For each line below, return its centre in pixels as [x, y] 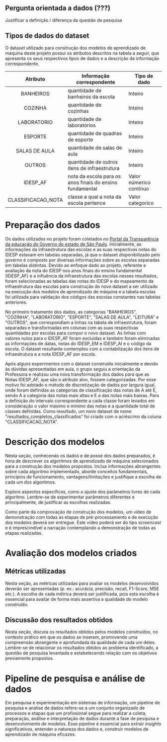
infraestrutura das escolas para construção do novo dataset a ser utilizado [82, 286]
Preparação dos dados [53, 225]
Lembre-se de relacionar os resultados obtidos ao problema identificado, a [82, 648]
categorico [141, 203]
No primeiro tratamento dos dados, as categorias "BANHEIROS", [71, 312]
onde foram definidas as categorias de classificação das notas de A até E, [81, 390]
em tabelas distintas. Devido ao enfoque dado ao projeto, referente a [76, 265]
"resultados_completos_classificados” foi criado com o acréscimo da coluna [83, 416]
